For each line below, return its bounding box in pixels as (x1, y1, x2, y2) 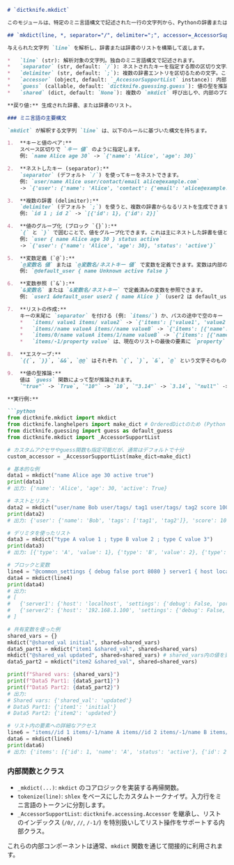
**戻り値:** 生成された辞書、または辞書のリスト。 (7, 102, 135, 109)
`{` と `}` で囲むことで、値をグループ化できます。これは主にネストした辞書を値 (19, 229, 223, 236)
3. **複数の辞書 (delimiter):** (7, 197, 99, 204)
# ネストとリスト (7, 498, 50, 505)
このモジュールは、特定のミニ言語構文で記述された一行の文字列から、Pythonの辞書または (7, 19, 228, 26)
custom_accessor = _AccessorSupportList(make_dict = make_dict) (7, 453, 192, 460)
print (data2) (7, 510, 45, 517)
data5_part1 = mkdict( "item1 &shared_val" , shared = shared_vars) (7, 645, 198, 652)
